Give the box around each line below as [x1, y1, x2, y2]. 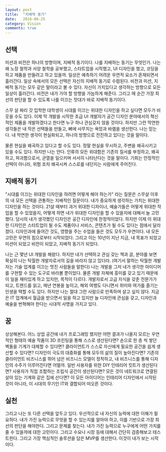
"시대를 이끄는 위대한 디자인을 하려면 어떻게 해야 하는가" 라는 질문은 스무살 [5, 191, 150, 197]
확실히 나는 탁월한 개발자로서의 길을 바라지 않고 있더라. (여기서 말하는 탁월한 [5, 258, 152, 263]
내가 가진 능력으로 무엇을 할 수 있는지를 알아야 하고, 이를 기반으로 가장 [19, 417, 155, 423]
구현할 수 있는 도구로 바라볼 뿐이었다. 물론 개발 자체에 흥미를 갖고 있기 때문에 [10, 270, 159, 276]
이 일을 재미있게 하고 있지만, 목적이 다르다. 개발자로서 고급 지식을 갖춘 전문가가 [5, 276, 157, 282]
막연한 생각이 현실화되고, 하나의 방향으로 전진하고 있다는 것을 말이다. [16, 132, 149, 138]
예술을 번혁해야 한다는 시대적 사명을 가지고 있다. [5, 301, 98, 307]
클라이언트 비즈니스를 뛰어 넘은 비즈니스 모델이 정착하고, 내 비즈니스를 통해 [5, 356, 150, 362]
